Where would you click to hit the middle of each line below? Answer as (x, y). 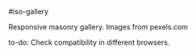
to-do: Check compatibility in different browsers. (89, 42)
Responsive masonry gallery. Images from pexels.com (98, 27)
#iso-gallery (29, 12)
